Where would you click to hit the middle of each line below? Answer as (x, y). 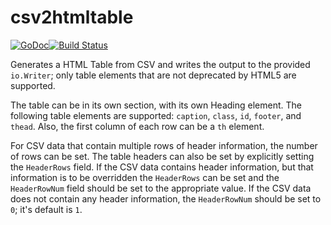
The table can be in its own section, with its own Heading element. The (156, 105)
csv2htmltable (72, 17)
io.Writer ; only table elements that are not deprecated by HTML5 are (153, 75)
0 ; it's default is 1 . (46, 209)
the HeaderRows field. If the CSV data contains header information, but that (162, 167)
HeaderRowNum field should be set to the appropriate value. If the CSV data (161, 188)
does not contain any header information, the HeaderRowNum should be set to (166, 198)
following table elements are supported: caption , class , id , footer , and (156, 115)
